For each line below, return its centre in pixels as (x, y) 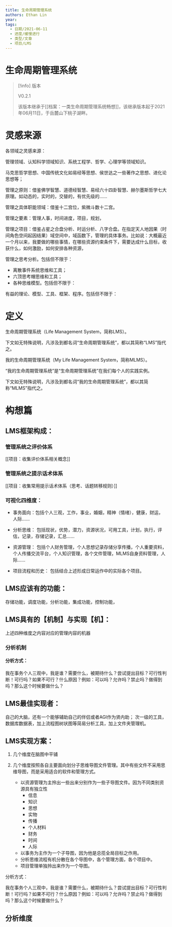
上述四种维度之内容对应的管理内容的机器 (48, 633)
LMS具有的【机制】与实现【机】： (58, 619)
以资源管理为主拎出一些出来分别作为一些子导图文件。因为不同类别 (90, 782)
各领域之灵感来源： (26, 151)
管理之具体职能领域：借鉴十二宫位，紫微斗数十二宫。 (61, 207)
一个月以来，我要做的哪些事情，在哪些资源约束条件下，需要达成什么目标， (84, 242)
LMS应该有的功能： (36, 589)
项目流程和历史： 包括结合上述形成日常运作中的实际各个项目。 (78, 571)
